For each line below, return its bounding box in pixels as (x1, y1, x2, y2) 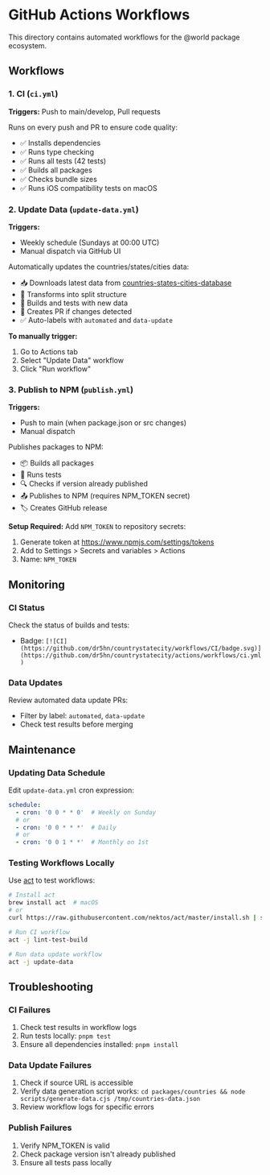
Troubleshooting (8, 980, 94, 994)
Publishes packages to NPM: (8, 442, 104, 452)
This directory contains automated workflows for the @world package (8, 32, 240, 42)
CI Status (8, 602, 46, 613)
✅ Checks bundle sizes (19, 174, 98, 184)
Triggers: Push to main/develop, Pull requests (8, 106, 161, 116)
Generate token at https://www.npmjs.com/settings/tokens (19, 537, 215, 547)
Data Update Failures (8, 1060, 92, 1071)
